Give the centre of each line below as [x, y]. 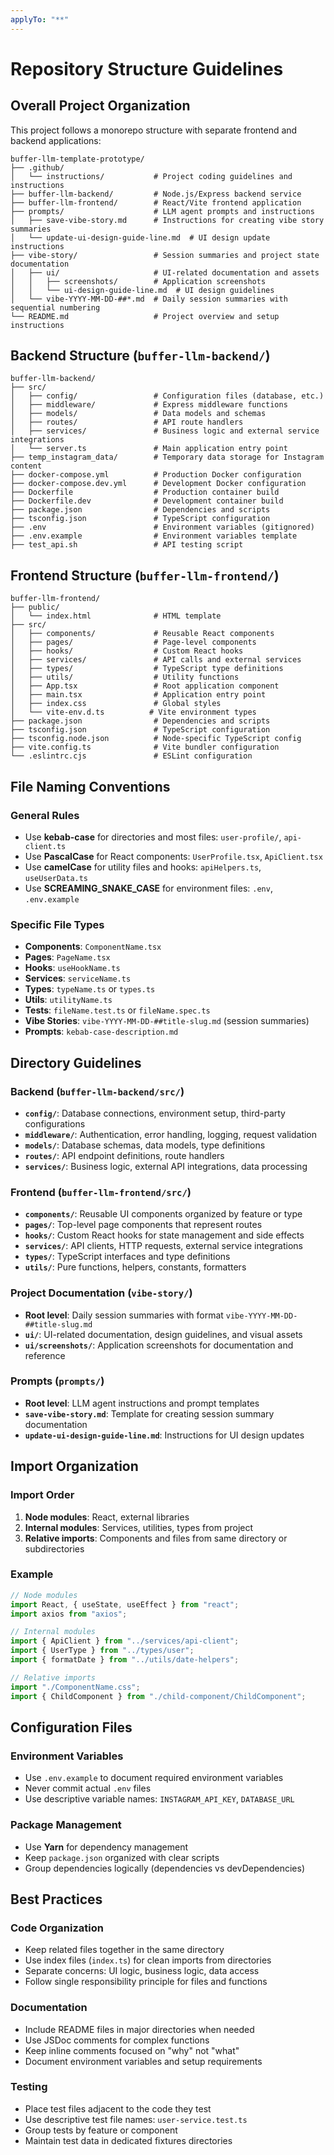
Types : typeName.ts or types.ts [90, 989]
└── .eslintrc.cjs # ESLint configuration [131, 756]
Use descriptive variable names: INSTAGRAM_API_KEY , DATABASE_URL [159, 1799]
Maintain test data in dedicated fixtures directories [128, 2140]
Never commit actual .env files [88, 1788]
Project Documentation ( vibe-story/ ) [101, 1293]
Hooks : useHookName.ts [72, 968]
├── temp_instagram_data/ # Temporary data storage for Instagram [167, 457]
